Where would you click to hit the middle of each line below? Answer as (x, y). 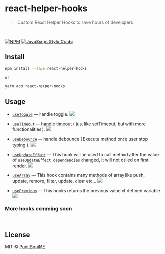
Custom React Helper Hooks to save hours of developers (75, 22)
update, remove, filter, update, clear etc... (54, 181)
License (18, 234)
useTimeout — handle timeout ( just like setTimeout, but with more (79, 124)
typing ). (21, 145)
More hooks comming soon (39, 209)
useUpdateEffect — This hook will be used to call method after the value (85, 155)
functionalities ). (29, 129)
